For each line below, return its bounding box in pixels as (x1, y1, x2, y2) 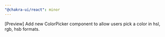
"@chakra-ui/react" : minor (4, 7, 60, 12)
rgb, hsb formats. (4, 26, 40, 32)
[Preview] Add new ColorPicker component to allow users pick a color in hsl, (4, 21, 161, 27)
